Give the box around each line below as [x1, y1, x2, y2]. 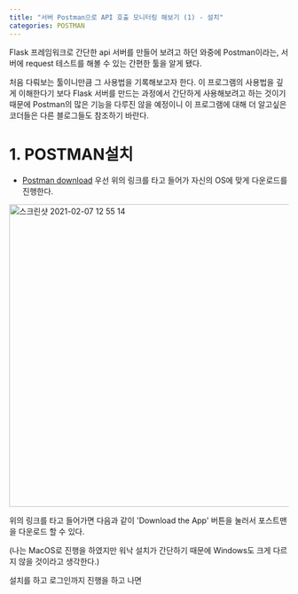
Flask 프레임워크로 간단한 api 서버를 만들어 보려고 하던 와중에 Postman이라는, [9, 46, 279, 58]
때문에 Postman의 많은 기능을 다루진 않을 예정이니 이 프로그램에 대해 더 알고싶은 [9, 98, 287, 109]
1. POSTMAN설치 [9, 144, 134, 164]
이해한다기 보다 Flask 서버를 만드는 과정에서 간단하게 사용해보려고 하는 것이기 [18, 88, 286, 98]
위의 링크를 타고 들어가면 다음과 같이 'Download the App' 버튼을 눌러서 [9, 515, 257, 526]
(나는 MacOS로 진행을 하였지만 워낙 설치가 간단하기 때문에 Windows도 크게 [9, 545, 271, 556]
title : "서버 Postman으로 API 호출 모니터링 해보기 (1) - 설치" [9, 12, 224, 22]
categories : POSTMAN [9, 21, 86, 30]
